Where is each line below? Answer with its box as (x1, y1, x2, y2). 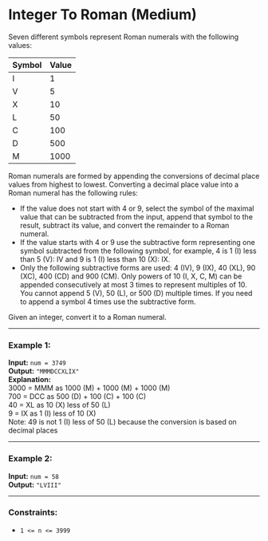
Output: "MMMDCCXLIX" (8, 366, 80, 376)
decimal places (8, 425, 58, 436)
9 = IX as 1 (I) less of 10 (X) (8, 409, 97, 418)
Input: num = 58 (8, 471, 60, 480)
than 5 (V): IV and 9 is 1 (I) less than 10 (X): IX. (19, 254, 171, 264)
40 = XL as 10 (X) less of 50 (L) (8, 401, 111, 410)
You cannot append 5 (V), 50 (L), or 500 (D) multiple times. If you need (19, 288, 253, 298)
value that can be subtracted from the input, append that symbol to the (19, 211, 254, 221)
